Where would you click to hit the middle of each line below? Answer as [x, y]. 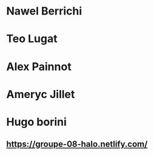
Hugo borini [36, 122]
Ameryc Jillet [41, 94]
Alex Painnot [39, 66]
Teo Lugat [32, 39]
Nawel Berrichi [44, 11]
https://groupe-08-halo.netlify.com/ [77, 144]
